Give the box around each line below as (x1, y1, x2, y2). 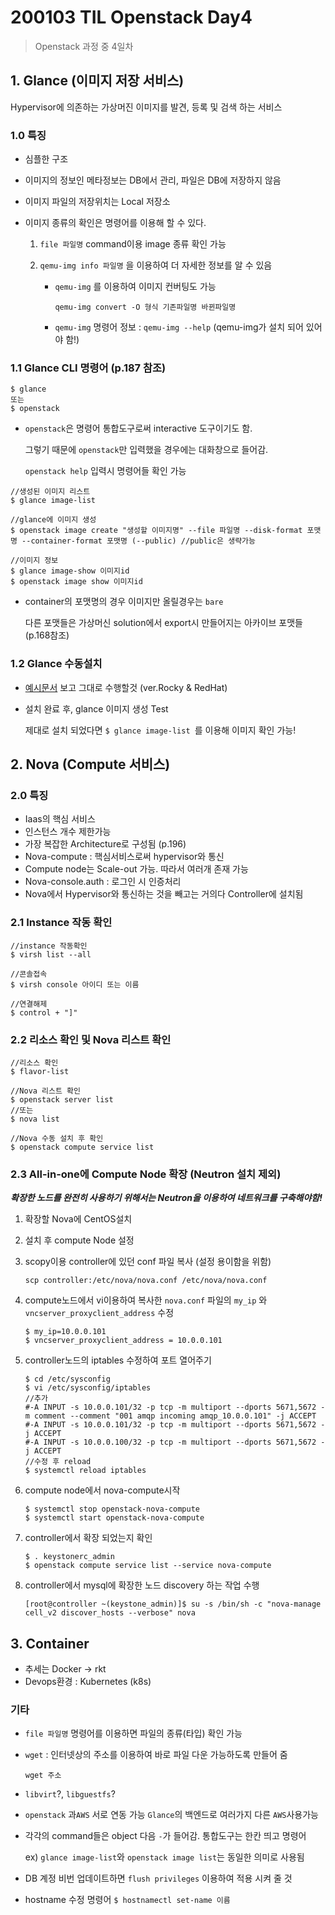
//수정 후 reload (24, 1457, 92, 1467)
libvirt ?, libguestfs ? (24, 1788, 116, 1800)
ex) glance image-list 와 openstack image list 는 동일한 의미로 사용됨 (24, 1851, 305, 1863)
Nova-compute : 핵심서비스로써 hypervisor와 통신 (24, 851, 225, 863)
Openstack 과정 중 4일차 (34, 40, 134, 52)
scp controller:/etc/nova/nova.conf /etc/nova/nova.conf (24, 1276, 268, 1286)
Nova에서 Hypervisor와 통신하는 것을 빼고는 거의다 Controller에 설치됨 (24, 888, 304, 900)
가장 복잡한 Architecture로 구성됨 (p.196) (24, 838, 187, 850)
